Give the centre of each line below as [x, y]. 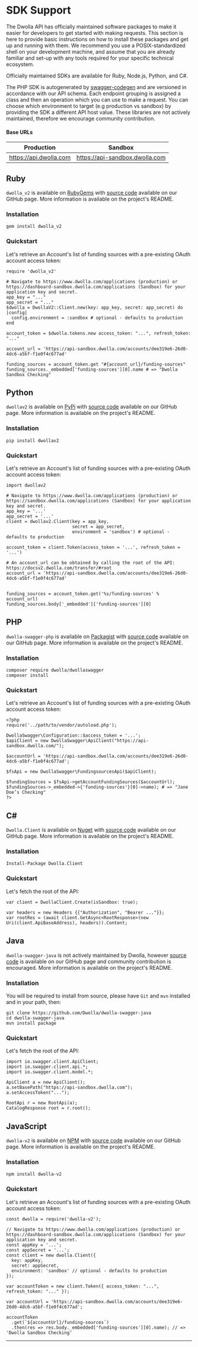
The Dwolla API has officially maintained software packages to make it [91, 27]
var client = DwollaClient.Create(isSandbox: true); [72, 902]
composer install [27, 676]
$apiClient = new [27, 741]
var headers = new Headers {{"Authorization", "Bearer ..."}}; [85, 913]
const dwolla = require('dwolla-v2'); [54, 1219]
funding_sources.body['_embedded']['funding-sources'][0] [79, 604]
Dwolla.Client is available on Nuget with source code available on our [91, 830]
